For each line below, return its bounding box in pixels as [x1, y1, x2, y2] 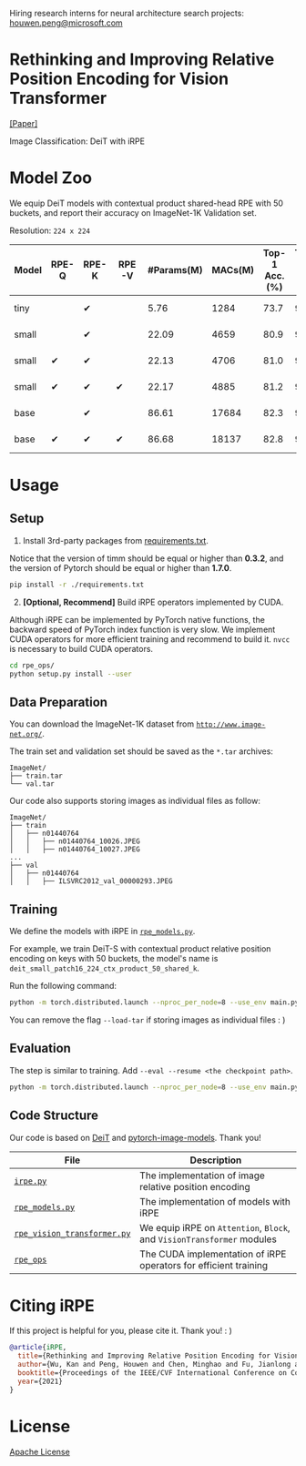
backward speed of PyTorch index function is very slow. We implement [9, 624, 276, 635]
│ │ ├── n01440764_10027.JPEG [9, 845, 141, 854]
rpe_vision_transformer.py [14, 1228, 131, 1238]
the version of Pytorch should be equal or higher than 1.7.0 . [9, 562, 232, 573]
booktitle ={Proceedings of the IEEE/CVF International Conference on [17, 1369, 287, 1378]
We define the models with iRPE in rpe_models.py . [9, 926, 196, 937]
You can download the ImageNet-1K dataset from [9, 718, 194, 729]
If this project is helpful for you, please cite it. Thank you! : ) [9, 1325, 232, 1337]
